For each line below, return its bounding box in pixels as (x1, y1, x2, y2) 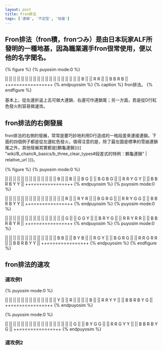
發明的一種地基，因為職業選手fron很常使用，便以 (5, 44, 152, 52)
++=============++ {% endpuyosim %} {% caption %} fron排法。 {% (5, 82, 153, 88)
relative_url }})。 (5, 157, 38, 162)
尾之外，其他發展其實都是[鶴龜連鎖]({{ (5, 145, 81, 150)
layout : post (5, 7, 32, 12)
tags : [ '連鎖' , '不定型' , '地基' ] (5, 16, 70, 21)
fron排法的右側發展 (5, 119, 63, 127)
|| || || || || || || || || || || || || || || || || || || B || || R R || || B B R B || (5, 76, 129, 82)
